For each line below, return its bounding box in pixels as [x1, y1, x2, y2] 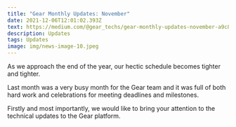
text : [7, 23, 23, 30]
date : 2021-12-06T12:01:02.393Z [7, 17, 102, 24]
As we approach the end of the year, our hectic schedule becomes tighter [7, 62, 221, 70]
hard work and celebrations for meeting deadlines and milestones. [7, 91, 199, 99]
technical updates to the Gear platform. [7, 112, 121, 120]
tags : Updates [7, 36, 49, 44]
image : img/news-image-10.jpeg [7, 43, 99, 50]
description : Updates [7, 29, 71, 37]
